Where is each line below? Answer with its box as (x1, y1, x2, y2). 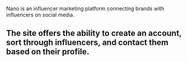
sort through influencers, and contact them (6, 38, 169, 48)
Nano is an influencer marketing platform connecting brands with (6, 5, 165, 12)
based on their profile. (6, 47, 90, 57)
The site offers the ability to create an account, (6, 28, 182, 38)
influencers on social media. (6, 11, 75, 18)
